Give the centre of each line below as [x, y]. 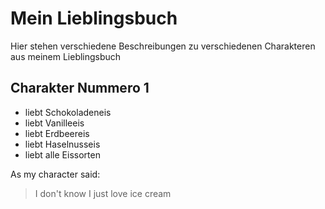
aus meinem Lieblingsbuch [66, 56]
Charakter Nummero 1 [80, 88]
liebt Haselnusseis [62, 144]
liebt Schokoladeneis [68, 112]
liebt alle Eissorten [62, 154]
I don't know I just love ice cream [103, 193]
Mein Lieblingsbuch [94, 18]
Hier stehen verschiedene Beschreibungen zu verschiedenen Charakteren [163, 46]
